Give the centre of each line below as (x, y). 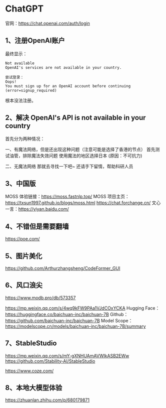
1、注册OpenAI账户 (35, 41)
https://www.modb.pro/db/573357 (40, 298)
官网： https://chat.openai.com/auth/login (47, 23)
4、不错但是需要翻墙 (37, 226)
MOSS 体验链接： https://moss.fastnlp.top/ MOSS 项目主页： (67, 197)
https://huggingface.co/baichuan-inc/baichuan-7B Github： (67, 314)
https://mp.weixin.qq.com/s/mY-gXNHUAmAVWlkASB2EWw (67, 356)
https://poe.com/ (22, 239)
